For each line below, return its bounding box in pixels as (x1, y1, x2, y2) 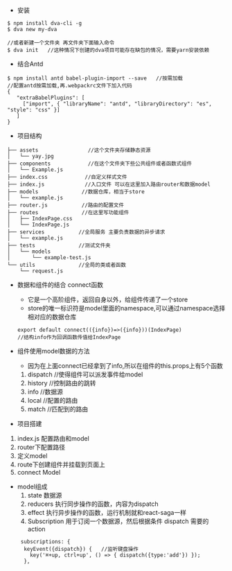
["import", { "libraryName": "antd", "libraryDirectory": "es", (22, 100, 213, 107)
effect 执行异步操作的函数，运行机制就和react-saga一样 (27, 509, 187, 516)
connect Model (17, 468, 61, 476)
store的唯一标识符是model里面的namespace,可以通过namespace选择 (27, 304, 226, 312)
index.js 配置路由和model (17, 434, 90, 442)
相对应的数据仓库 (27, 313, 77, 321)
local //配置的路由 (27, 396, 78, 404)
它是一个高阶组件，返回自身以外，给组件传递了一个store (27, 295, 188, 304)
